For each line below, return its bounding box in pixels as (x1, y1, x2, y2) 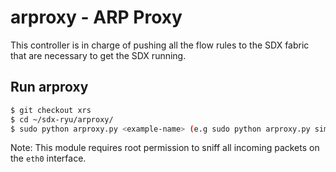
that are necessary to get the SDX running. (10, 49, 187, 61)
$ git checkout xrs (10, 105, 92, 115)
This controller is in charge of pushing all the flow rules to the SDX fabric (10, 39, 310, 51)
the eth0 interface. (10, 152, 87, 165)
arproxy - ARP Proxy (10, 6, 183, 29)
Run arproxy (10, 79, 89, 96)
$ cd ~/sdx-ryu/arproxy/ (10, 114, 114, 125)
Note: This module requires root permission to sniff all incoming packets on (10, 142, 320, 154)
